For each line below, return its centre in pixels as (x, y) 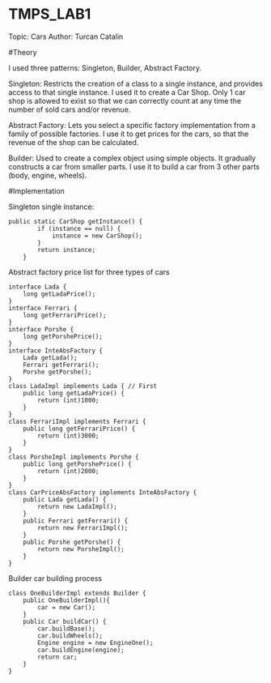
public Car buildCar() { (65, 621)
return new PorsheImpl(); (81, 549)
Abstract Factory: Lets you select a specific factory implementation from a (132, 125)
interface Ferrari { (43, 308)
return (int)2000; (68, 471)
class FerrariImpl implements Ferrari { (78, 421)
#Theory (23, 52)
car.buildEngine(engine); (81, 650)
